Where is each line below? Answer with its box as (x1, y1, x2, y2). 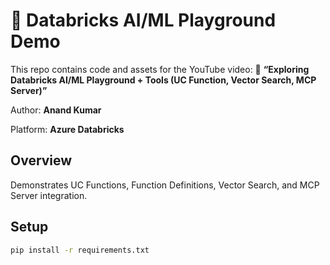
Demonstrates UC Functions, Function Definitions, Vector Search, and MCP (10, 179, 320, 191)
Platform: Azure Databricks (10, 123, 125, 135)
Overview (10, 152, 73, 169)
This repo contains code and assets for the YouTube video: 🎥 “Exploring (10, 63, 310, 75)
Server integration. (10, 189, 88, 201)
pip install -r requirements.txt (10, 245, 150, 255)
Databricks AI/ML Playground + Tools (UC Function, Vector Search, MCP (10, 74, 317, 86)
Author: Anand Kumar (10, 104, 102, 116)
